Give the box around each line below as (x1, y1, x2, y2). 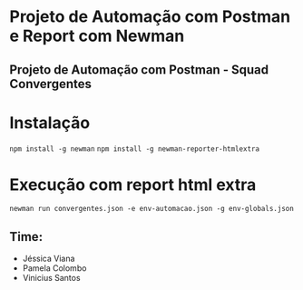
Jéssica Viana (22, 253, 75, 265)
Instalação (9, 112, 91, 133)
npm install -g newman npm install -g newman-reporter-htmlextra (9, 144, 260, 154)
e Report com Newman (9, 25, 185, 46)
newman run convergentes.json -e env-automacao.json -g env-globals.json (9, 205, 295, 214)
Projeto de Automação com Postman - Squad (9, 62, 269, 77)
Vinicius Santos (22, 273, 81, 284)
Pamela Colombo (22, 263, 87, 274)
